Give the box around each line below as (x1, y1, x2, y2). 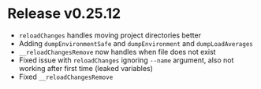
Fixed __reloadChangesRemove (18, 72, 114, 81)
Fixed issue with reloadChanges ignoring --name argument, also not (18, 55, 234, 65)
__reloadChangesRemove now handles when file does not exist (18, 47, 216, 56)
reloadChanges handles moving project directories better (18, 30, 202, 40)
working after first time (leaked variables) (18, 63, 153, 73)
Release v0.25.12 (7, 5, 121, 23)
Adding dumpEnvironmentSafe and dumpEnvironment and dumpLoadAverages (18, 38, 253, 48)
